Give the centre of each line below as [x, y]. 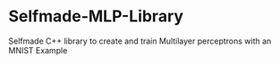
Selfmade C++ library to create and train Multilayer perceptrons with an [140, 41]
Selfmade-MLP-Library [96, 16]
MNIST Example [38, 50]
